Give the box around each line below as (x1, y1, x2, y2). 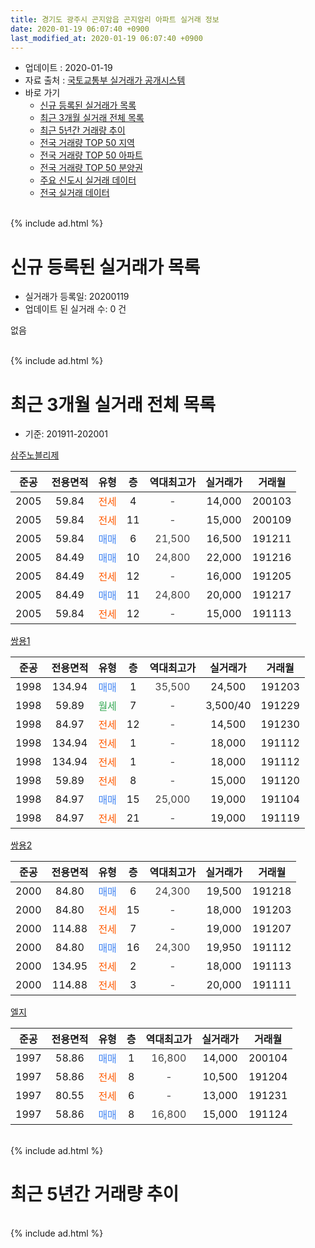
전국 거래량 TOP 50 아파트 (39, 149, 143, 161)
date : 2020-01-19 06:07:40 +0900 (10, 24, 150, 34)
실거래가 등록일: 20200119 (24, 291, 130, 303)
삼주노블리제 (10, 449, 60, 461)
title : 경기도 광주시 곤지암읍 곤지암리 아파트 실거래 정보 (10, 14, 220, 25)
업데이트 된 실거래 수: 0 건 (24, 303, 127, 315)
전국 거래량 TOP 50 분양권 (39, 162, 143, 174)
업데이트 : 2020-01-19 (24, 62, 113, 74)
